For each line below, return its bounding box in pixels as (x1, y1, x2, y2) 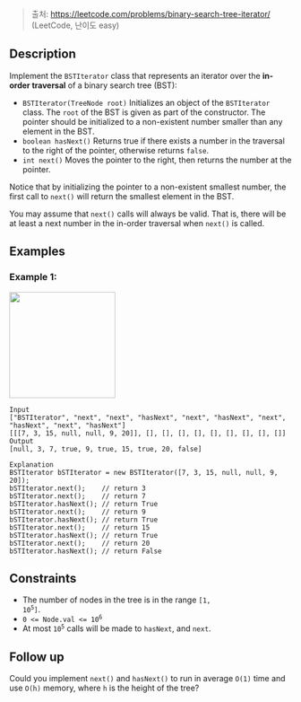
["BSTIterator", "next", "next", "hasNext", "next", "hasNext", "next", (9, 413, 287, 422)
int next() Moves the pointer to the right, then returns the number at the (21, 154, 293, 165)
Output (9, 436, 34, 445)
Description (9, 47, 76, 62)
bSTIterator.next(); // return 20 (9, 539, 150, 548)
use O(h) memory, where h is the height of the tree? (9, 682, 200, 694)
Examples (9, 244, 65, 259)
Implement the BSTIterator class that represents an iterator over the (9, 70, 262, 81)
